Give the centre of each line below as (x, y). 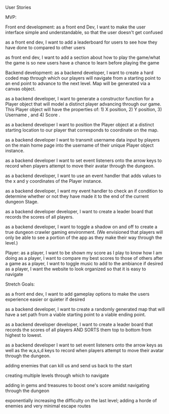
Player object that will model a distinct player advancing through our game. (83, 104)
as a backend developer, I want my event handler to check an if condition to (84, 191)
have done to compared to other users (45, 47)
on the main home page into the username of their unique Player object (79, 145)
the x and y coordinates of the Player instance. (54, 181)
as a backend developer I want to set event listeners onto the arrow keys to (83, 160)
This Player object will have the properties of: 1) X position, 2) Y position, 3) (84, 109)
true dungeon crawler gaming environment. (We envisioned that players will (84, 232)
